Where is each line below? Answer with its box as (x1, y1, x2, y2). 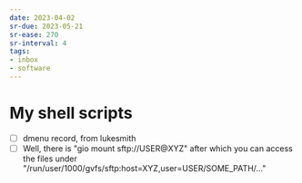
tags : (9, 47, 30, 56)
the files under (22, 153, 77, 164)
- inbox (9, 55, 39, 64)
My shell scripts (9, 103, 134, 123)
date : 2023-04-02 (9, 13, 75, 23)
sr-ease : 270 (9, 30, 59, 39)
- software (9, 64, 51, 73)
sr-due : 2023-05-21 (9, 22, 84, 31)
